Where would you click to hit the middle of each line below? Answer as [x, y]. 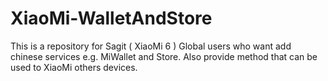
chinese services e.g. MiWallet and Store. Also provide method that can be [164, 56]
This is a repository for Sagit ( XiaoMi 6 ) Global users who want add [151, 46]
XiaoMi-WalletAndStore [111, 18]
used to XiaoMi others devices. [74, 67]
